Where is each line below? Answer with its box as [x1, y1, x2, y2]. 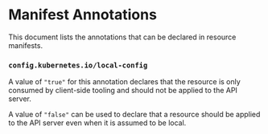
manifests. [8, 40, 43, 50]
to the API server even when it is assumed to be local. [8, 118, 187, 128]
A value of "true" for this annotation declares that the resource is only [8, 77, 241, 87]
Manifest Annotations [8, 6, 157, 24]
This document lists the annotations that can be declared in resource [8, 32, 237, 42]
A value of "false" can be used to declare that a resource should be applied [8, 110, 261, 120]
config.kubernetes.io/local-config [8, 60, 148, 70]
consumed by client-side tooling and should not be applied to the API [8, 86, 237, 95]
